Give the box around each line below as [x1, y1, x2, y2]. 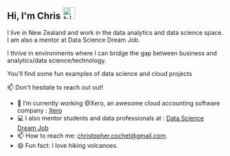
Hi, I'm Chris [7, 10, 61, 22]
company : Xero [16, 106, 62, 114]
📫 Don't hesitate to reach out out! [7, 83, 104, 91]
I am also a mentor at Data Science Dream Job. [7, 36, 141, 44]
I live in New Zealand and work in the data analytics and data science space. [7, 28, 224, 36]
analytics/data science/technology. [7, 56, 106, 64]
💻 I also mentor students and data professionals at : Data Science [16, 114, 205, 122]
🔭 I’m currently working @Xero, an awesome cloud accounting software [16, 99, 220, 107]
